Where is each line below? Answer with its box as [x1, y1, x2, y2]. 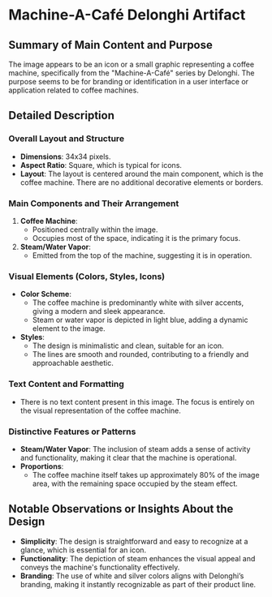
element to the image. [32, 324, 106, 333]
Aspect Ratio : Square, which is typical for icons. [19, 160, 183, 170]
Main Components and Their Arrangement [8, 197, 179, 208]
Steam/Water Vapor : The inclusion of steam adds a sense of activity [19, 444, 251, 453]
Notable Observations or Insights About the [8, 502, 234, 516]
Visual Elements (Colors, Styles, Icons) [8, 270, 166, 281]
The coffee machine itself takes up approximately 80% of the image [32, 470, 260, 479]
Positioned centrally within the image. [32, 225, 158, 234]
